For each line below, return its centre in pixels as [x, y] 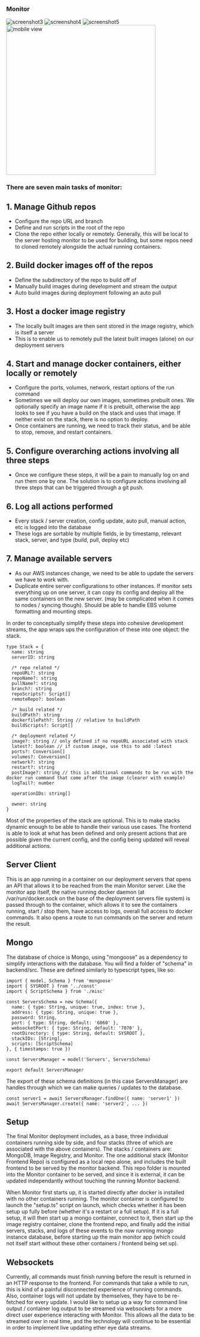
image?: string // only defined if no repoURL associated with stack [100, 741]
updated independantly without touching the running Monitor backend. [93, 1181]
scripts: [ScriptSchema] [42, 1044]
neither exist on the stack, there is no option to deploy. [82, 419]
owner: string [29, 804]
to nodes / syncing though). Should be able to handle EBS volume [96, 605]
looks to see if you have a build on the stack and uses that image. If [98, 413]
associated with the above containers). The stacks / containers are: [89, 1149]
